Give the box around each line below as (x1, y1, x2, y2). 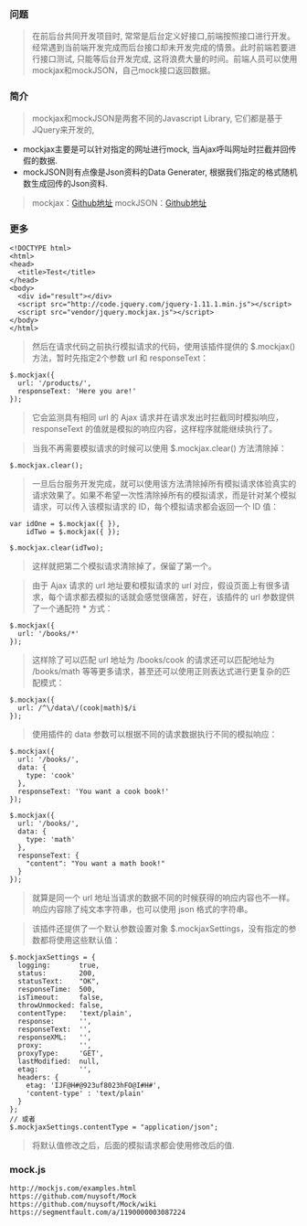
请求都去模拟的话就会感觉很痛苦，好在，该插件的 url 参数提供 (63, 591, 295, 602)
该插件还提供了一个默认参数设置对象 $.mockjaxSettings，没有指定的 (31, 922, 289, 934)
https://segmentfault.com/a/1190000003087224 (9, 1208, 185, 1218)
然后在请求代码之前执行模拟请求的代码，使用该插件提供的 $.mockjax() (31, 340, 296, 351)
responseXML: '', (17, 1032, 92, 1042)
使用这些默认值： (56, 934, 121, 945)
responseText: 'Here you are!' (17, 386, 137, 395)
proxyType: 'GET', (17, 1049, 104, 1058)
